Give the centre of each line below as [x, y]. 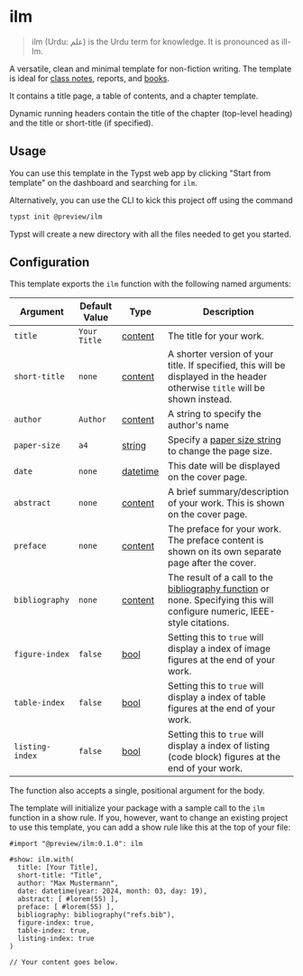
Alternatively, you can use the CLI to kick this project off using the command [151, 200]
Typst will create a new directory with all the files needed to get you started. [150, 234]
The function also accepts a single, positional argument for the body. [137, 791]
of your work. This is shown [226, 503]
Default [96, 306]
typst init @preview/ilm [56, 217]
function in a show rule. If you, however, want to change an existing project [149, 818]
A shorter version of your [221, 354]
